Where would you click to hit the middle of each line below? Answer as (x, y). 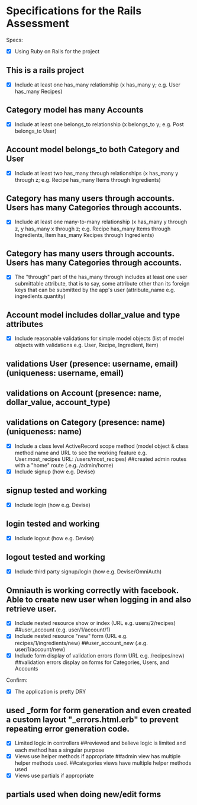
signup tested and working (57, 491)
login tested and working (53, 524)
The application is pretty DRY (50, 691)
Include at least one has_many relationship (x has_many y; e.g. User (97, 85)
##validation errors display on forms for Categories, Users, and (92, 662)
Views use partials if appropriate (54, 775)
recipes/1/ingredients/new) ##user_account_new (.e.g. (81, 643)
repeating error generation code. (68, 729)
